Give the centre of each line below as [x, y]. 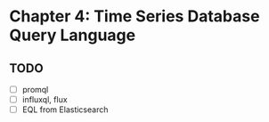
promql [35, 89]
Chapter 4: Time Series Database [134, 16]
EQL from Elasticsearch [65, 110]
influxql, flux [45, 100]
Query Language [73, 35]
